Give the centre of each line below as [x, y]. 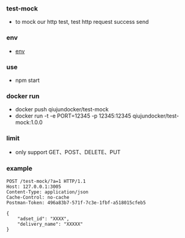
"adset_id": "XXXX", [43, 218]
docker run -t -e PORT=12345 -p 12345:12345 [73, 116]
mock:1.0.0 [29, 122]
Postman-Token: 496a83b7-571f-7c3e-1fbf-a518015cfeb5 [76, 203]
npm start [27, 80]
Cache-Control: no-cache [38, 197]
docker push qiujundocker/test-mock [62, 110]
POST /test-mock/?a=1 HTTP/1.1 [46, 181]
